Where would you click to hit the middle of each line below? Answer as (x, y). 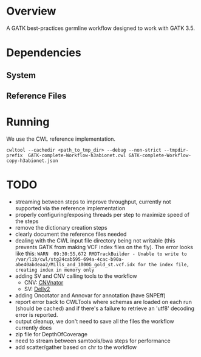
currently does (33, 328)
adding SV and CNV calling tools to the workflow (76, 276)
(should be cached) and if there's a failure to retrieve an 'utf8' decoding (105, 308)
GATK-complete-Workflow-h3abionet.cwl (77, 155)
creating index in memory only (55, 270)
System (21, 75)
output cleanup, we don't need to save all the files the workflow (94, 321)
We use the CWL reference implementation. (61, 139)
